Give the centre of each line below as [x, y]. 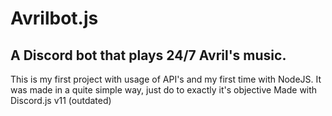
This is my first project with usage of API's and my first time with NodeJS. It [166, 79]
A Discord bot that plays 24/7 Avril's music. [148, 55]
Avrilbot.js [54, 18]
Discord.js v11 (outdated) [61, 100]
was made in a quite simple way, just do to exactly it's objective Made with [164, 90]
